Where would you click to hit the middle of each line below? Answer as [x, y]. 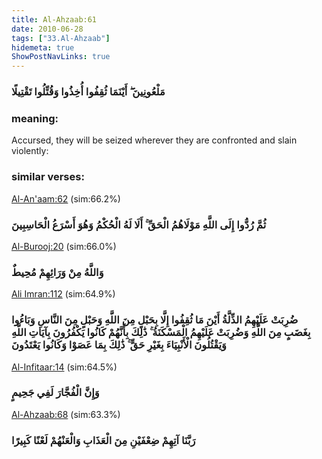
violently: [30, 151]
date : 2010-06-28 [47, 29]
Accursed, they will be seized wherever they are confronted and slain [154, 140]
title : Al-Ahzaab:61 [54, 19]
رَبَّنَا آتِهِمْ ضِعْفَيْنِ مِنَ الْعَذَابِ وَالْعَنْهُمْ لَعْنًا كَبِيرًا [103, 440]
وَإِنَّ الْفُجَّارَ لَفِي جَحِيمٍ [55, 393]
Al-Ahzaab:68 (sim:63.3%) [66, 414]
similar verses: [48, 177]
